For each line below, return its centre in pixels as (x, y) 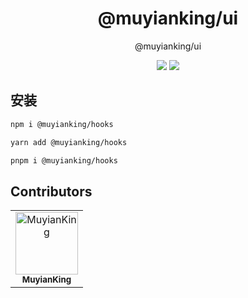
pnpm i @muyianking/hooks (64, 160)
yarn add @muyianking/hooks (69, 142)
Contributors (51, 191)
